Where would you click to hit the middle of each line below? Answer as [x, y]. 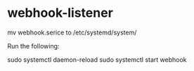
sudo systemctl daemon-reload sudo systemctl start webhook [97, 59]
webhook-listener [60, 13]
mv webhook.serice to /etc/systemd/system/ [72, 32]
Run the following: [33, 46]
